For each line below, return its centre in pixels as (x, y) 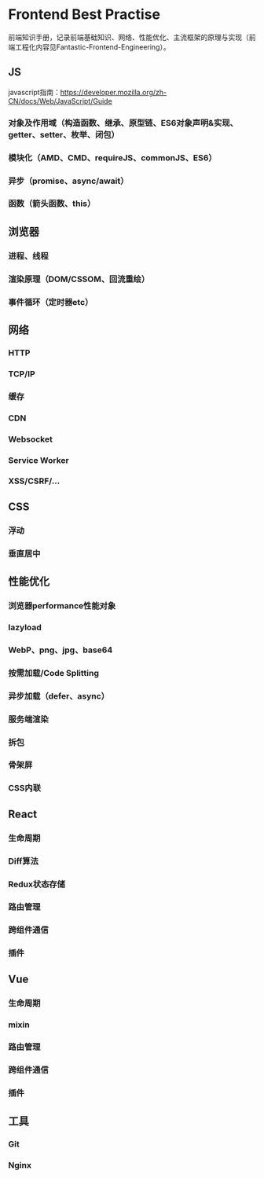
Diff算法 (24, 861)
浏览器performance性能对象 (62, 605)
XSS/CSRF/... (34, 481)
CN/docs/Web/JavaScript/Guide (60, 101)
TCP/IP (22, 373)
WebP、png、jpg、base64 (60, 650)
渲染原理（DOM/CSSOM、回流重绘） (79, 279)
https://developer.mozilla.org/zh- (114, 92)
